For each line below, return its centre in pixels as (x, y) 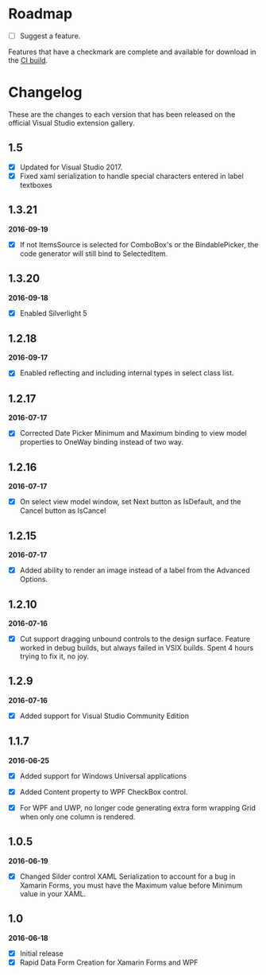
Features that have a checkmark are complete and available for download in (132, 52)
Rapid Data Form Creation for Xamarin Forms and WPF (109, 962)
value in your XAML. (53, 893)
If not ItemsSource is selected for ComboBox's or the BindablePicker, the (139, 244)
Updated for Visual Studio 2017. (71, 167)
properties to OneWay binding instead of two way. (102, 442)
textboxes (36, 185)
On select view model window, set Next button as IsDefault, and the (130, 502)
